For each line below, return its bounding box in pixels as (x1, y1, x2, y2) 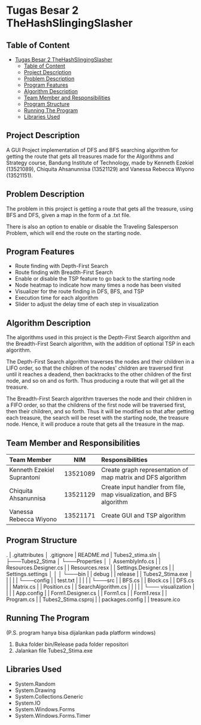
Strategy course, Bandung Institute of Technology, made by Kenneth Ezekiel (6, 159, 194, 166)
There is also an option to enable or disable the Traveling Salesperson (6, 223, 178, 230)
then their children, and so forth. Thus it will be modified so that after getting (6, 408, 194, 415)
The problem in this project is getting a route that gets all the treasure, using (6, 205, 193, 212)
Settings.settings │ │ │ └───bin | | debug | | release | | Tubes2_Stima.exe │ (6, 570, 193, 577)
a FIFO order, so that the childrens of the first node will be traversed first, (6, 401, 186, 409)
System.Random (14, 680, 56, 687)
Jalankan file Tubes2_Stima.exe (14, 647, 93, 654)
